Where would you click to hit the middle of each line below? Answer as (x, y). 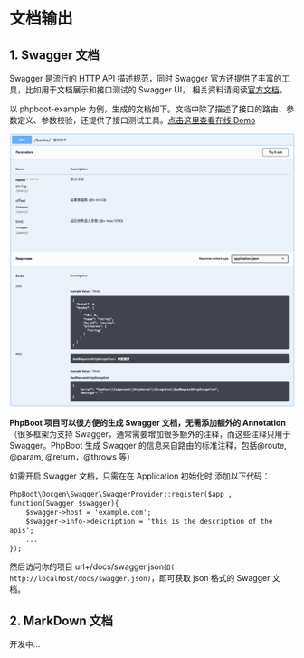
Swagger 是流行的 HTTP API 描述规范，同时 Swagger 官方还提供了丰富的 (146, 78)
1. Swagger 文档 (54, 55)
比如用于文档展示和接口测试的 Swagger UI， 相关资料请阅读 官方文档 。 (156, 90)
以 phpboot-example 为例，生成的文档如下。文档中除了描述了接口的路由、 (148, 109)
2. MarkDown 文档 (62, 620)
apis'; (22, 531)
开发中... (25, 644)
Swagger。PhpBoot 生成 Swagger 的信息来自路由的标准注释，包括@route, (148, 446)
